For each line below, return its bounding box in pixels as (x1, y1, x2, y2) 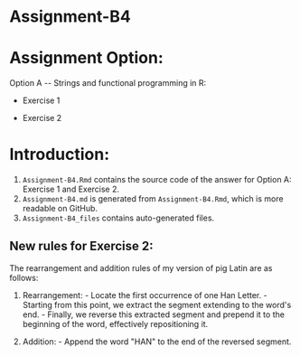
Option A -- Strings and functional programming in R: (9, 78, 207, 89)
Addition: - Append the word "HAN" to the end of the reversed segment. (22, 336, 292, 347)
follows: (9, 272, 39, 283)
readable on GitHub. (22, 203, 98, 214)
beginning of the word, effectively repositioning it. (22, 318, 209, 329)
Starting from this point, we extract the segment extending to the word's (22, 299, 292, 310)
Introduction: (9, 145, 110, 164)
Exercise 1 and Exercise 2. (22, 183, 120, 195)
